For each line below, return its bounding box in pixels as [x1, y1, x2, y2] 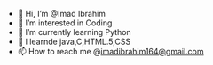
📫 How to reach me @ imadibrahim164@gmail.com [17, 47, 204, 56]
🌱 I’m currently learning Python [17, 27, 131, 37]
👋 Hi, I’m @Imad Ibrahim [17, 9, 106, 18]
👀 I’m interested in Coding [17, 18, 113, 28]
